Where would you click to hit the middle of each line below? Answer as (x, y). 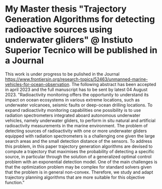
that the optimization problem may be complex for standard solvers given (78, 167)
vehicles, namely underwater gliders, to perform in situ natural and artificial (80, 120)
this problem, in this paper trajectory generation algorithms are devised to (79, 146)
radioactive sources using (59, 30)
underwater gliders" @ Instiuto (69, 40)
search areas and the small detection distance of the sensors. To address (79, 141)
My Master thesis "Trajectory (66, 9)
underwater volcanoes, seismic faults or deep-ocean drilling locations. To (79, 105)
